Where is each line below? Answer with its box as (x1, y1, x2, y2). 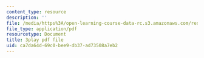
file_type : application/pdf (6, 25, 78, 32)
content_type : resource (6, 8, 67, 15)
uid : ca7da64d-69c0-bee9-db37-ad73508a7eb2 (6, 43, 118, 49)
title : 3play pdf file (6, 37, 64, 43)
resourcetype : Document (6, 31, 67, 37)
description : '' (6, 14, 47, 21)
